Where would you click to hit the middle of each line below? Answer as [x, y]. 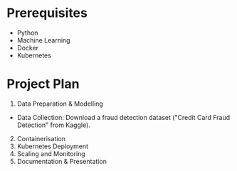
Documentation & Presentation [62, 161]
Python [27, 33]
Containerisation [41, 138]
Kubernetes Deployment [53, 146]
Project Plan [43, 84]
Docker [28, 48]
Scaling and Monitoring [51, 153]
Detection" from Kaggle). [53, 125]
